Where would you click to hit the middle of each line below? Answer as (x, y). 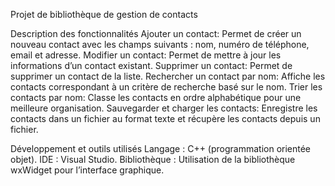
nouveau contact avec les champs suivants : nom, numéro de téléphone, (160, 44)
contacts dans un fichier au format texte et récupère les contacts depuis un (165, 118)
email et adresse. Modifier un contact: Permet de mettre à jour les (146, 55)
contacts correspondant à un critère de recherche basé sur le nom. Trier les (166, 87)
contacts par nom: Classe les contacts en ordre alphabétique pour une (156, 97)
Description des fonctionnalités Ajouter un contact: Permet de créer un (156, 33)
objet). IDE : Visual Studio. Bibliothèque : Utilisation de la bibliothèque (153, 159)
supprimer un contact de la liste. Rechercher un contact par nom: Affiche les (168, 76)
